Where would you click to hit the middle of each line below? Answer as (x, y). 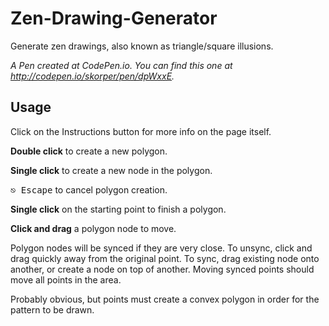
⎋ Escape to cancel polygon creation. (89, 189)
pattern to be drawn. (52, 309)
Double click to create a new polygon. (89, 151)
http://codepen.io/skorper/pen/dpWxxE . (92, 76)
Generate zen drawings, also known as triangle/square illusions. (142, 46)
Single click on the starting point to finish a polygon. (118, 209)
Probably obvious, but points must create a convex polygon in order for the (165, 299)
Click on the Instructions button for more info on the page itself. (141, 131)
